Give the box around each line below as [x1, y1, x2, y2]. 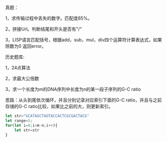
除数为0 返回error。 [5, 43, 47, 49]
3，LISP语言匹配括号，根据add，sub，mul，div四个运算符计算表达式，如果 [5, 37, 162, 43]
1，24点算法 [5, 65, 31, 70]
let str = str [14, 127, 39, 133]
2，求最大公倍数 [5, 76, 39, 81]
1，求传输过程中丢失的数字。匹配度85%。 [5, 15, 93, 21]
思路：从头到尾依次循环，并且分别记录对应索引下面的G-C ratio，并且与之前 [5, 97, 162, 103]
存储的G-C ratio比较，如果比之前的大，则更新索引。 [5, 103, 113, 109]
